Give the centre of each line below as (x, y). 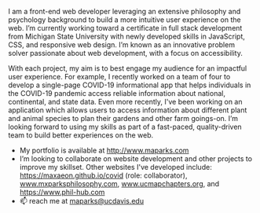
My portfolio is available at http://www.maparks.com (104, 150)
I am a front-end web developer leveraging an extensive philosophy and (125, 11)
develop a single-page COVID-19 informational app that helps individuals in (130, 85)
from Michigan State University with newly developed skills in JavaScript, (126, 36)
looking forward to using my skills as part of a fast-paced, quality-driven (125, 127)
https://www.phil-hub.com (62, 192)
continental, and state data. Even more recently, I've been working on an (125, 102)
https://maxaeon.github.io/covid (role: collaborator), (103, 175)
